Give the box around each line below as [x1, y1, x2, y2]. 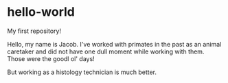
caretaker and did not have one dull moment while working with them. [7, 47, 205, 56]
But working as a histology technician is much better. [7, 68, 157, 76]
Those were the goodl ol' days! [7, 54, 95, 62]
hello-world [7, 4, 76, 20]
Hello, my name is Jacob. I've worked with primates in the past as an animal [7, 40, 222, 48]
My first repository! [7, 27, 62, 35]
